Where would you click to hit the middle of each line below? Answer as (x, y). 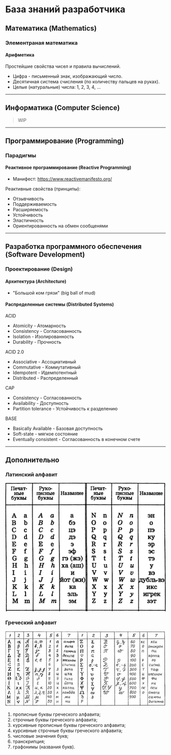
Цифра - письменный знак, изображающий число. (68, 76)
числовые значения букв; (40, 736)
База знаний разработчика (65, 9)
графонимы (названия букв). (44, 747)
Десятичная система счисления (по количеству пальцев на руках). (86, 81)
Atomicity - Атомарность (39, 326)
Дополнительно (32, 460)
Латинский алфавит (31, 475)
